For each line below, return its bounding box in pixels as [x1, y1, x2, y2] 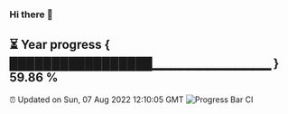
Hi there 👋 [9, 8, 54, 21]
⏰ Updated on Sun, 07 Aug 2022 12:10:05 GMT [9, 94, 184, 105]
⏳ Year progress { [9, 37, 111, 52]
